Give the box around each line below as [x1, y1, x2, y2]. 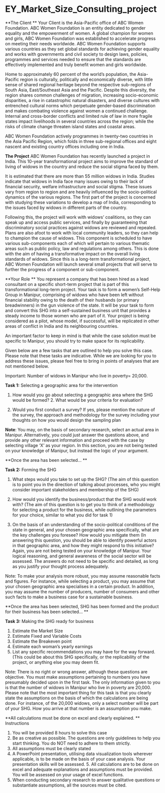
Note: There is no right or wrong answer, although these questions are [5, 669, 148, 675]
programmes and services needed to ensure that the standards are [5, 56, 141, 62]
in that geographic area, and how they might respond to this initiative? [12, 542, 154, 548]
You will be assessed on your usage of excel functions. [12, 771, 124, 777]
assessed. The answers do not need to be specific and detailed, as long [12, 558, 159, 564]
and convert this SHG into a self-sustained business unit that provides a [5, 307, 151, 313]
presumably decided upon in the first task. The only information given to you [5, 679, 161, 685]
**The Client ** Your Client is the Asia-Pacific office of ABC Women [5, 20, 144, 26]
